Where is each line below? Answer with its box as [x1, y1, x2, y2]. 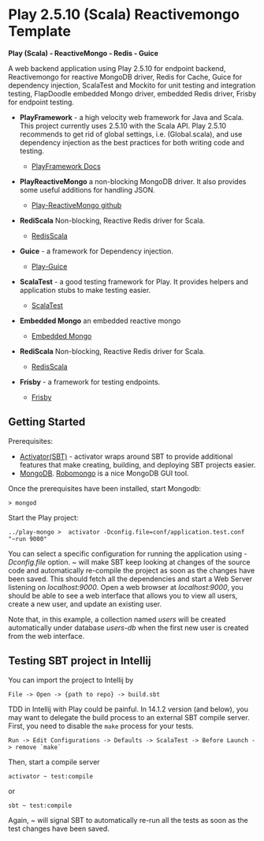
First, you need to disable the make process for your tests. [8, 721, 195, 730]
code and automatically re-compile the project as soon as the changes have [8, 565, 255, 575]
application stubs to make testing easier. [19, 285, 151, 295]
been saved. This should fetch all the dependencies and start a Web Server [8, 574, 253, 584]
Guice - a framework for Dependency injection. [19, 246, 173, 256]
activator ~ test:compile [8, 772, 93, 780]
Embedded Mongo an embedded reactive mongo [19, 316, 181, 325]
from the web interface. [8, 631, 85, 640]
